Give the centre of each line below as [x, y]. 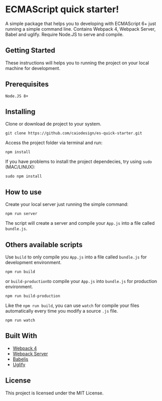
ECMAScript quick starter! [62, 9]
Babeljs [20, 359]
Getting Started [30, 50]
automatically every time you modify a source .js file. [62, 311]
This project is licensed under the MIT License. [55, 393]
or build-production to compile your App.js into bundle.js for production [81, 281]
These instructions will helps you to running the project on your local [77, 63]
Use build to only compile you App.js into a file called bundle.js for [76, 257]
